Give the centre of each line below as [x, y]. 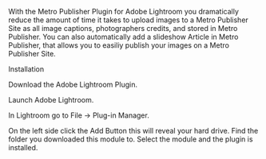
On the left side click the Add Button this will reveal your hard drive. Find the [133, 131]
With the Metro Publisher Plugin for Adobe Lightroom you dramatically [124, 12]
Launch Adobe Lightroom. [51, 100]
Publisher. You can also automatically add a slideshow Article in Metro [123, 37]
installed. [23, 147]
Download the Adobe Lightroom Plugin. [73, 84]
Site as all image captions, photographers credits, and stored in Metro [123, 28]
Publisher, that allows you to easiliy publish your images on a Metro [119, 45]
